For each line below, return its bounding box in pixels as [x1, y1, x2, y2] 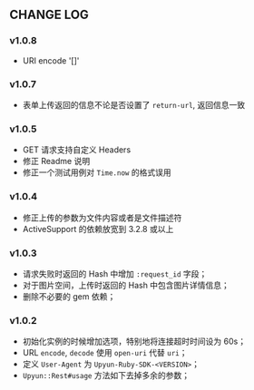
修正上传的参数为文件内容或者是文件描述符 [22, 212, 182, 223]
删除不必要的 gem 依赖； [22, 290, 116, 302]
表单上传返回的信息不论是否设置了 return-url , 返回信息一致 [22, 99, 246, 110]
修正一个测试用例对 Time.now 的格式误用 [22, 167, 171, 178]
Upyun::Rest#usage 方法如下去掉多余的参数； [22, 370, 190, 381]
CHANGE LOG [9, 7, 89, 23]
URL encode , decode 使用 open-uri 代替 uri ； [22, 347, 188, 358]
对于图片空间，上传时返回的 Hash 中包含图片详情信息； [22, 279, 230, 290]
